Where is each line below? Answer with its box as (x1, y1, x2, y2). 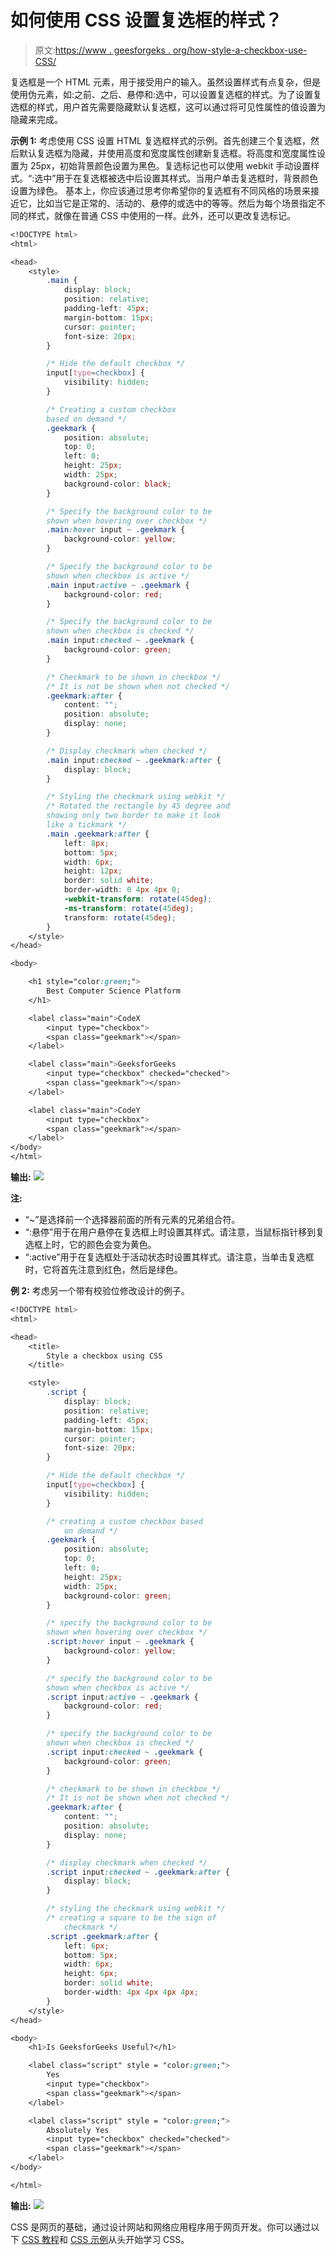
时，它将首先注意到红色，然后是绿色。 (24, 1264, 183, 1276)
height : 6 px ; (63, 1969, 118, 1979)
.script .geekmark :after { (46, 1931, 159, 1941)
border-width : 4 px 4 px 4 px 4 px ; (63, 1987, 199, 1998)
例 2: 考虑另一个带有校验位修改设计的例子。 (10, 1285, 190, 1297)
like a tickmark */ (46, 820, 128, 830)
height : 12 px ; (63, 866, 123, 876)
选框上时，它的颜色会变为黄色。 (24, 1239, 157, 1251)
